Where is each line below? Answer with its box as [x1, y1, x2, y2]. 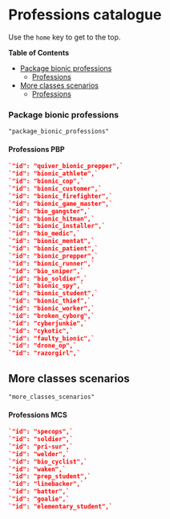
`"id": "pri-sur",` [8, 443, 74, 451]
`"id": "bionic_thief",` [8, 297, 91, 305]
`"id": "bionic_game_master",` [8, 200, 113, 208]
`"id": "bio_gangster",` [8, 207, 91, 215]
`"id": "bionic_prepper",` [8, 252, 99, 260]
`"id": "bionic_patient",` [8, 245, 99, 253]
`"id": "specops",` [8, 428, 74, 436]
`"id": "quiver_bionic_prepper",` [8, 163, 124, 171]
